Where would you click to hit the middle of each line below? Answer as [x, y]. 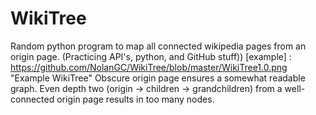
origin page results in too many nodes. [135, 99]
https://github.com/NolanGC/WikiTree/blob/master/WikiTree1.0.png [149, 67]
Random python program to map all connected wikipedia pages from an [158, 46]
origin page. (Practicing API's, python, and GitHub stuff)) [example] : [151, 56]
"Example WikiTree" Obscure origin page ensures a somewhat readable [158, 78]
